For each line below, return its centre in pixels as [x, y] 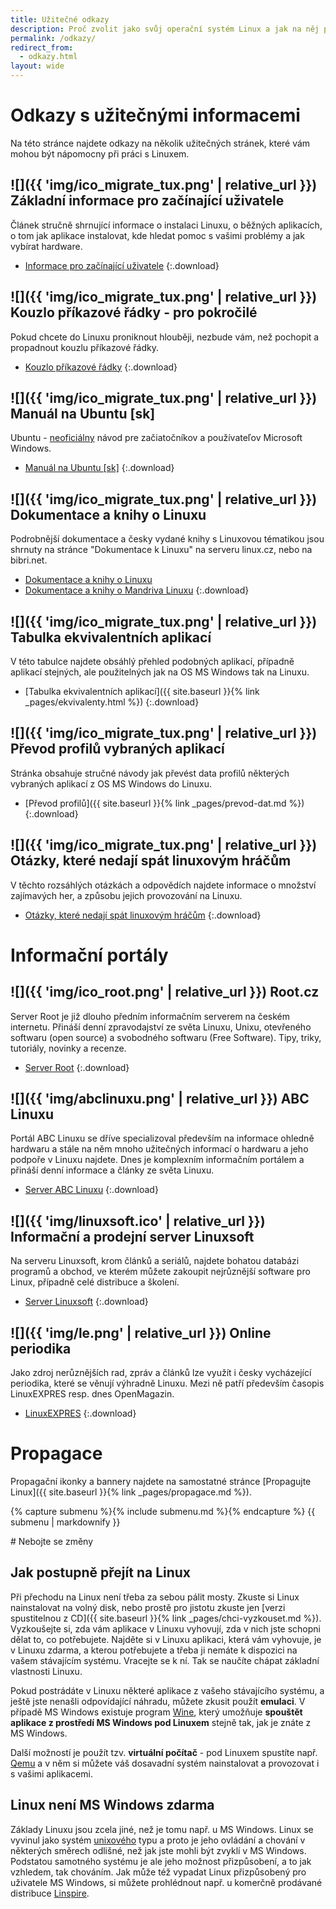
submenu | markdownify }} [65, 1522]
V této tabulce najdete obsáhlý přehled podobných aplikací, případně [152, 661]
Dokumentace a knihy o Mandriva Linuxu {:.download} [137, 590]
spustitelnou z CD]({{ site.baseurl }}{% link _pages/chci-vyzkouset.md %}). [166, 1618]
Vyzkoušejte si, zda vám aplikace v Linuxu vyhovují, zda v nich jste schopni [165, 1628]
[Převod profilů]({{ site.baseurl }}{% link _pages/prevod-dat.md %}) [164, 803]
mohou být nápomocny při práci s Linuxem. [100, 153]
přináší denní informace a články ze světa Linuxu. [112, 1170]
